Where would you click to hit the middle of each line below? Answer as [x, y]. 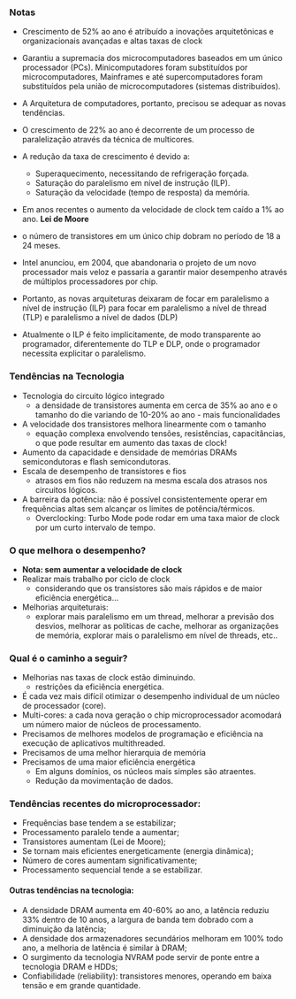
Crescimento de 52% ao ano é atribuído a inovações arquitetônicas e [148, 32]
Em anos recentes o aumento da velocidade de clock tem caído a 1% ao [153, 210]
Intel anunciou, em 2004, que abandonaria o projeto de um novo [139, 263]
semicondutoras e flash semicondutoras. [96, 461]
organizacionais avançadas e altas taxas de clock [112, 41]
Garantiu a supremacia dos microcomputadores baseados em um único [152, 58]
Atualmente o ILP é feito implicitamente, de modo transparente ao [141, 334]
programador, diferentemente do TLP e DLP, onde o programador [141, 344]
